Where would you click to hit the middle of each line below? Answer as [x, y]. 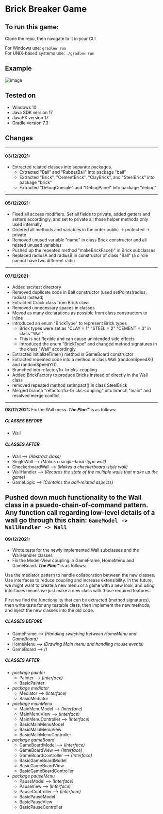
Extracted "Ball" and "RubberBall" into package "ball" [73, 172]
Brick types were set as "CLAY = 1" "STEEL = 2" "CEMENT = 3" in [85, 328]
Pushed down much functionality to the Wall [73, 497]
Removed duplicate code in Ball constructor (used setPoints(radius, [79, 292]
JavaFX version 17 [30, 117]
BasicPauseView [36, 802]
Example [18, 68]
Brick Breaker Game [46, 9]
